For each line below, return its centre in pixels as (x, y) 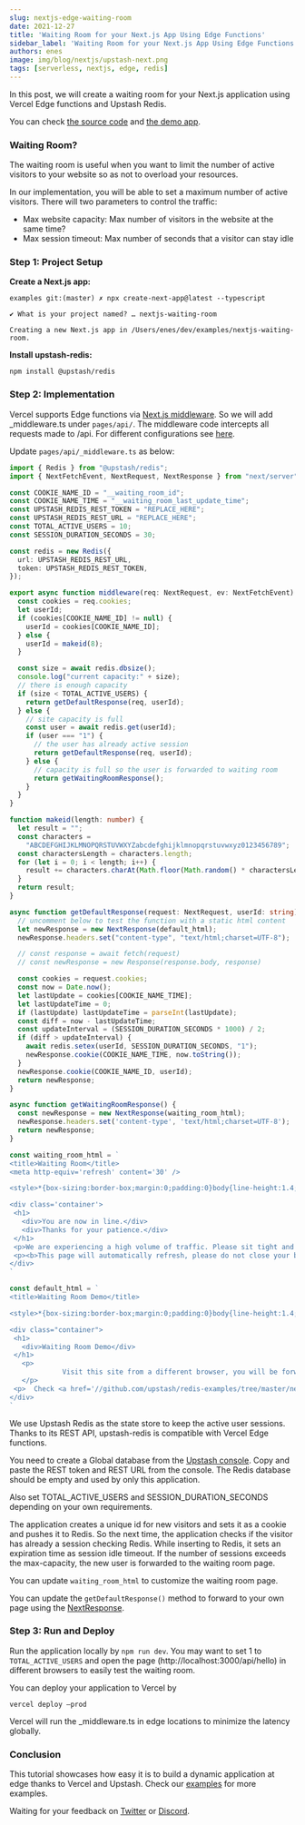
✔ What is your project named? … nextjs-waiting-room (113, 314)
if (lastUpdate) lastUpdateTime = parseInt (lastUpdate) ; (128, 1012)
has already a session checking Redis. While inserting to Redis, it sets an (145, 1544)
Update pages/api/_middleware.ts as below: (92, 451)
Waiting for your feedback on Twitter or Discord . (100, 1811)
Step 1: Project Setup (56, 262)
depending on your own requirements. (81, 1506)
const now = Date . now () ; (64, 987)
